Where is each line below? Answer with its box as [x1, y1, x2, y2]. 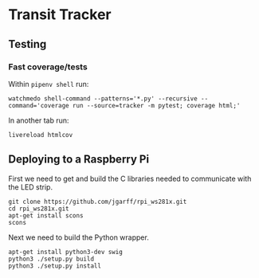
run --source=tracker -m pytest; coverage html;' [72, 101, 241, 109]
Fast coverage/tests [8, 61, 88, 72]
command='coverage [8, 101, 69, 109]
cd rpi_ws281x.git [8, 205, 69, 213]
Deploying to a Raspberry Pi [8, 153, 150, 166]
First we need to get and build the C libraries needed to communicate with [8, 174, 252, 183]
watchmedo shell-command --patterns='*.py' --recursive [8, 94, 198, 103]
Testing [8, 37, 47, 51]
